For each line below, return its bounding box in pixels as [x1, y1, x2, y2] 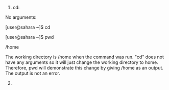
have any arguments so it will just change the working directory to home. [5, 59, 158, 65]
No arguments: [5, 14, 37, 20]
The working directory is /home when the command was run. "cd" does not [5, 54, 164, 60]
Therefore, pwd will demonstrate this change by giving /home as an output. [5, 65, 163, 71]
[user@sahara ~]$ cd [5, 24, 51, 30]
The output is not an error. [5, 70, 60, 76]
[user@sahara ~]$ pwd [5, 34, 54, 40]
